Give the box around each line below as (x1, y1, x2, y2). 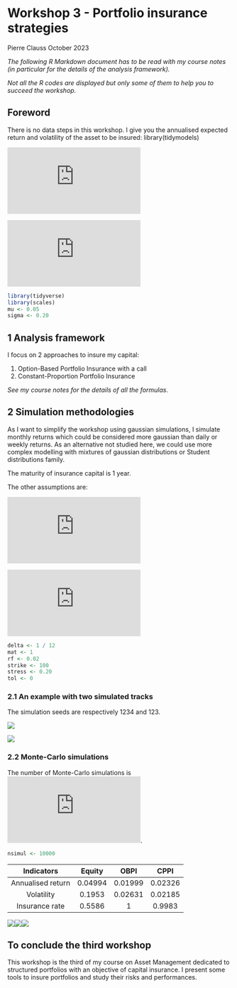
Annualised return (11, 878, 71, 888)
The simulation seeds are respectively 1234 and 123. (7, 708, 161, 716)
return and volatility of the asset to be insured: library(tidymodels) (7, 133, 200, 141)
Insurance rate (16, 901, 65, 911)
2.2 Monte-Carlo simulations (7, 752, 109, 762)
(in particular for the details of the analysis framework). (7, 65, 170, 73)
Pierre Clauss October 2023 (7, 43, 89, 52)
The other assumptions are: (7, 483, 88, 491)
